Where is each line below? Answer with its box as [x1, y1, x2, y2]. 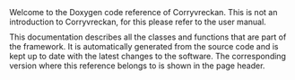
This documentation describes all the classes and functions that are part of [9, 31, 287, 42]
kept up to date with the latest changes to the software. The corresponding [9, 51, 287, 61]
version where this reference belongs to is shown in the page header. [9, 60, 265, 71]
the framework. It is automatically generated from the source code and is [9, 41, 279, 51]
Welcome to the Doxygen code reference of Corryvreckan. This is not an [9, 7, 278, 17]
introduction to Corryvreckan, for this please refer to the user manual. [9, 16, 266, 27]
